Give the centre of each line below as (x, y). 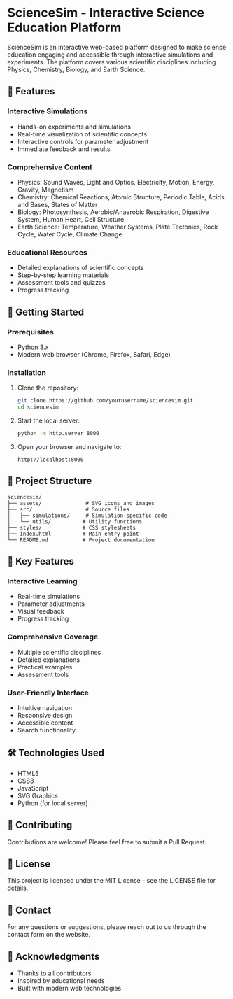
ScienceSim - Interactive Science (106, 13)
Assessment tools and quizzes (62, 283)
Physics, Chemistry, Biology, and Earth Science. (76, 69)
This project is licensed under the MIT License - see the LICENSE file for (111, 881)
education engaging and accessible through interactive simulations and (110, 55)
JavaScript (33, 788)
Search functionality (46, 730)
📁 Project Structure (50, 481)
